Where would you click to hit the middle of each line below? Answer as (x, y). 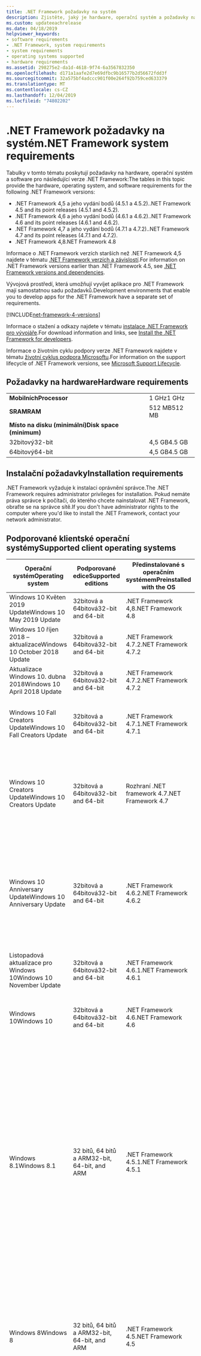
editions (97, 583)
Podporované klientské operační (68, 538)
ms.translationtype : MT (36, 84)
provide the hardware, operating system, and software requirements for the (99, 185)
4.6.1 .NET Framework (156, 970)
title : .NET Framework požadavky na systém (61, 12)
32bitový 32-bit (31, 442)
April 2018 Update (35, 691)
